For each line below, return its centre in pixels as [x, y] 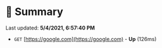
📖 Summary [34, 12]
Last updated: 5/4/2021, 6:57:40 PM [50, 28]
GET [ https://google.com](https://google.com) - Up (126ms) [85, 39]
